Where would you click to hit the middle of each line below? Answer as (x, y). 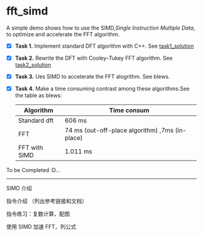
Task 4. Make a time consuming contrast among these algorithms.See (102, 89)
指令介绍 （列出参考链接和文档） (47, 201)
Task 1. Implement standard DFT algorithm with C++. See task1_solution (105, 46)
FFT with (31, 148)
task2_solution (33, 65)
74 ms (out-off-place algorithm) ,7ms (119, 130)
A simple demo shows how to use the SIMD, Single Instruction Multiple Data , (101, 28)
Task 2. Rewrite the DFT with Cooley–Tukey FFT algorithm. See (94, 58)
